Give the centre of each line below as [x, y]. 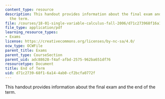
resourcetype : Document [29, 64]
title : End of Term [25, 69]
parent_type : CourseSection [34, 55]
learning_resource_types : [31, 32]
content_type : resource [29, 10]
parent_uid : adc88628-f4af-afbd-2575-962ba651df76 [58, 59]
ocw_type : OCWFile [24, 46]
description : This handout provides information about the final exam [79, 14]
